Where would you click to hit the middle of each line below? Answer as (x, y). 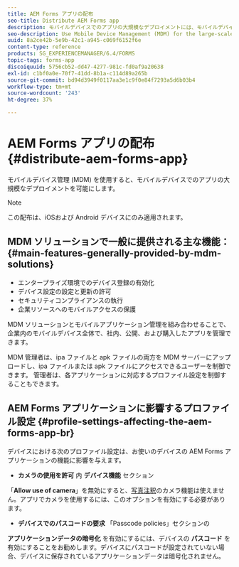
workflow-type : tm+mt (39, 87)
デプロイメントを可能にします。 (73, 188)
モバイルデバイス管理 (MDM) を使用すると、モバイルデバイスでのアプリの (116, 179)
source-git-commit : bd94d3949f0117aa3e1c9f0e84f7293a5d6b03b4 (101, 80)
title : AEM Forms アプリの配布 (51, 14)
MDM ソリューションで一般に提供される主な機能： (118, 242)
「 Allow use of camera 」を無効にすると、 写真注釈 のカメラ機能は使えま (113, 490)
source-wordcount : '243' (44, 93)
